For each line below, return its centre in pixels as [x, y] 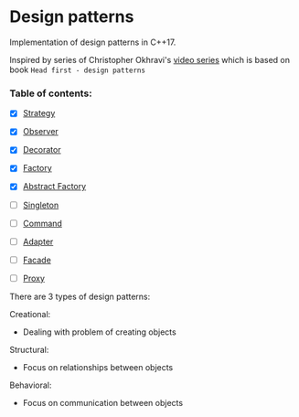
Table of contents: [51, 93]
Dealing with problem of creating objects [99, 332]
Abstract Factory [54, 187]
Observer [41, 132]
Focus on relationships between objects [98, 367]
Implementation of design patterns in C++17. [93, 42]
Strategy [39, 113]
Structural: [29, 349]
